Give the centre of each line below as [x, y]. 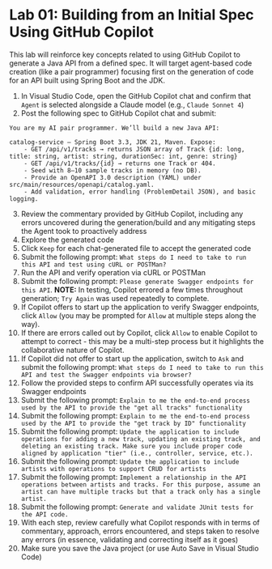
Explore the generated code [67, 240]
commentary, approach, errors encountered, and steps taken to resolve [140, 531]
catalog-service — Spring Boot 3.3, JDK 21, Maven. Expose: [113, 142]
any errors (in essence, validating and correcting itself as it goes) [130, 539]
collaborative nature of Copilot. [72, 350]
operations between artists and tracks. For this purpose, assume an [141, 484]
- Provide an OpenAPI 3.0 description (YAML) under [113, 177]
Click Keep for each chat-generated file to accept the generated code [136, 248]
